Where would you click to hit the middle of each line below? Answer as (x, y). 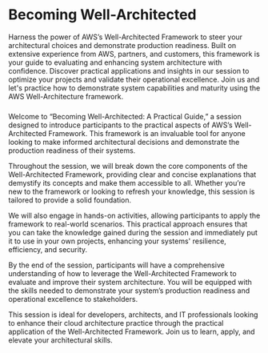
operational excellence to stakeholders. (73, 299)
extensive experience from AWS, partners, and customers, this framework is (134, 54)
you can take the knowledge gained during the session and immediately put (133, 232)
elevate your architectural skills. (61, 340)
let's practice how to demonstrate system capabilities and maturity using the (134, 88)
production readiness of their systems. (72, 150)
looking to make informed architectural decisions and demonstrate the (124, 142)
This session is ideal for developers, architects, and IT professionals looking (133, 315)
